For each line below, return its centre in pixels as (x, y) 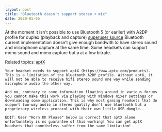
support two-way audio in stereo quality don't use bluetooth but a (76, 105)
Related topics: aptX (25, 62)
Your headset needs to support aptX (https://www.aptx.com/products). (78, 71)
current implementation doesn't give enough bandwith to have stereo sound (81, 43)
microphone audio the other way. (39, 84)
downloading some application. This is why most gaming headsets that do (81, 101)
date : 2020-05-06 (23, 18)
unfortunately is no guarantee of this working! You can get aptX (73, 122)
